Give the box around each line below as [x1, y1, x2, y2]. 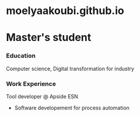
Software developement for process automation [14, 104, 130, 111]
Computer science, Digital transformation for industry [6, 65, 135, 72]
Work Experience [6, 80, 57, 88]
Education [6, 51, 36, 60]
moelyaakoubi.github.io [6, 4, 124, 18]
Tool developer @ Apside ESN [6, 92, 79, 100]
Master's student [6, 31, 92, 44]
